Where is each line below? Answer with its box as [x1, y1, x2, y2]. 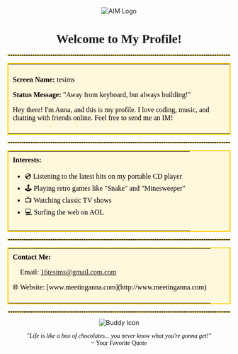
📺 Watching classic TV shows [24, 196, 112, 204]
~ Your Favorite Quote [91, 339, 147, 347]
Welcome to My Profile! [56, 32, 182, 46]
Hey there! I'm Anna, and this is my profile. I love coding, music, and [13, 105, 210, 114]
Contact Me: [13, 253, 51, 261]
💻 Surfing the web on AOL [24, 208, 104, 216]
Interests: [13, 155, 42, 164]
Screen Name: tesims [13, 75, 76, 84]
